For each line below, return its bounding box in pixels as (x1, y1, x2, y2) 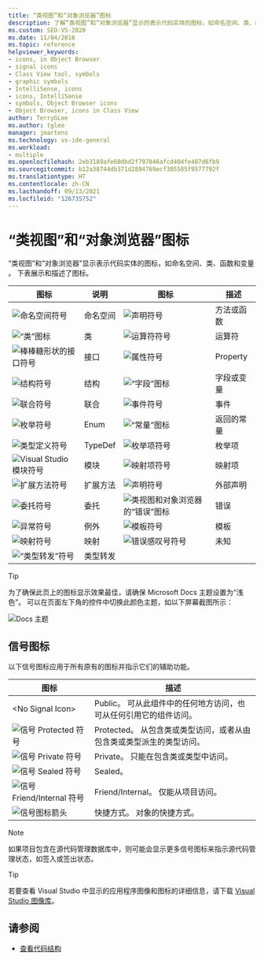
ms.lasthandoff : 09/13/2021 (8, 187, 101, 195)
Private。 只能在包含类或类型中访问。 (93, 751, 233, 762)
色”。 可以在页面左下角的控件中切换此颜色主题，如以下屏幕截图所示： (8, 597, 234, 607)
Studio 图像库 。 (8, 896, 59, 906)
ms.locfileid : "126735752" (8, 195, 97, 203)
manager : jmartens (8, 128, 68, 136)
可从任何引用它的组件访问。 (93, 710, 197, 721)
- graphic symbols (8, 77, 68, 85)
